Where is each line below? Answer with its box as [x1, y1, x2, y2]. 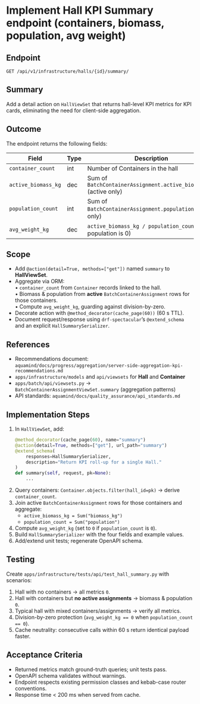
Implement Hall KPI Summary [6, 4, 154, 17]
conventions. [14, 684, 47, 692]
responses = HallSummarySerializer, [26, 453, 111, 459]
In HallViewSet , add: [14, 425, 64, 433]
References [6, 339, 50, 350]
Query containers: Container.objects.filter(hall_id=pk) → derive [14, 487, 180, 494]
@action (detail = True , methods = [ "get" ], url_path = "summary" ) [14, 442, 167, 448]
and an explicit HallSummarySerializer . [14, 322, 110, 329]
